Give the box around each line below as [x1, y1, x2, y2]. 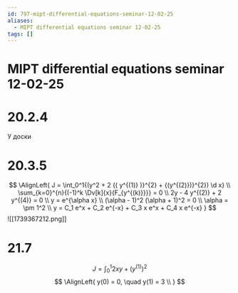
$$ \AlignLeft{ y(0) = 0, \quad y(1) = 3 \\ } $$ [54, 277, 185, 286]
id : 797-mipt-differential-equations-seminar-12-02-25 [7, 10, 174, 18]
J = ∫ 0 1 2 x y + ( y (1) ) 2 [92, 263, 148, 274]
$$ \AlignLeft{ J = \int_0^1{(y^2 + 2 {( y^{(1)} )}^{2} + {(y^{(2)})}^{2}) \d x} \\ [9, 181, 231, 190]
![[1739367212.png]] [7, 215, 67, 223]
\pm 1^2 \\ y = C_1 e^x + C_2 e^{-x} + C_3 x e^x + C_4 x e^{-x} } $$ [22, 204, 217, 212]
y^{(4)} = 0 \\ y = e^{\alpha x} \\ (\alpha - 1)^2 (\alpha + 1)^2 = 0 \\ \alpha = [11, 196, 229, 205]
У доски [7, 133, 32, 141]
